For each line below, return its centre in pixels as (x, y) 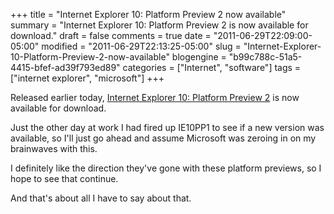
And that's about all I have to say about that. (101, 198)
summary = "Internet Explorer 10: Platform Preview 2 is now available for (159, 25)
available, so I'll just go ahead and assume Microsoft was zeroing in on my (163, 138)
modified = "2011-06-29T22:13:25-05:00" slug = (141, 46)
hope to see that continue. (64, 178)
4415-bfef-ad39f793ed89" (65, 67)
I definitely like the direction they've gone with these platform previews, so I (166, 168)
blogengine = (199, 57)
